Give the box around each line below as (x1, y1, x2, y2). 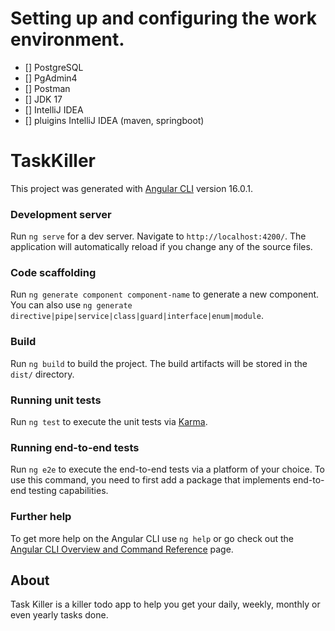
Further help (10, 510, 72, 524)
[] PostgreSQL (24, 61, 84, 73)
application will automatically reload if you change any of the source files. (10, 241, 313, 253)
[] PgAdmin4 (24, 72, 78, 84)
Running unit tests (10, 393, 102, 407)
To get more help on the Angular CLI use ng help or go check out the (10, 532, 294, 544)
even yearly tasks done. (10, 609, 109, 621)
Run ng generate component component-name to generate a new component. (10, 288, 320, 301)
